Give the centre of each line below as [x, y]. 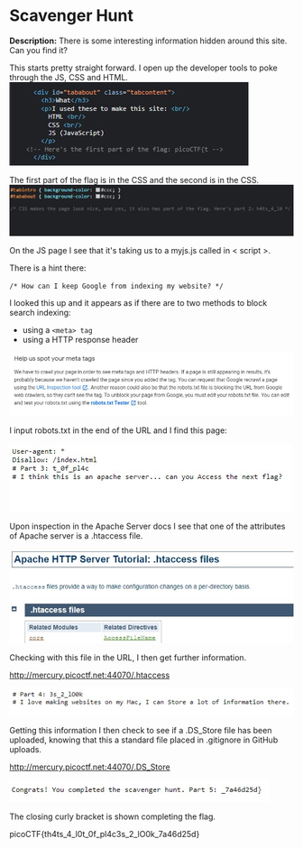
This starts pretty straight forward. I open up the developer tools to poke [143, 68]
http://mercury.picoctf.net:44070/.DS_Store [90, 767]
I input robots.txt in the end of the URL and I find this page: [118, 430]
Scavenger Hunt [71, 16]
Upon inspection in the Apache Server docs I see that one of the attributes [147, 526]
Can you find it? [38, 50]
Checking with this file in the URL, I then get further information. [128, 657]
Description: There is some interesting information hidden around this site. [148, 41]
